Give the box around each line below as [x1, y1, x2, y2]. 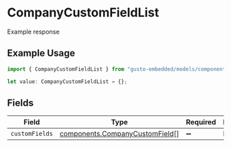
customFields [10, 130, 54, 138]
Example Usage [7, 47, 76, 59]
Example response [7, 27, 60, 36]
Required [185, 117, 217, 127]
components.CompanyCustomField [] [59, 129, 179, 139]
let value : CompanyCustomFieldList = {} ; [7, 78, 128, 85]
